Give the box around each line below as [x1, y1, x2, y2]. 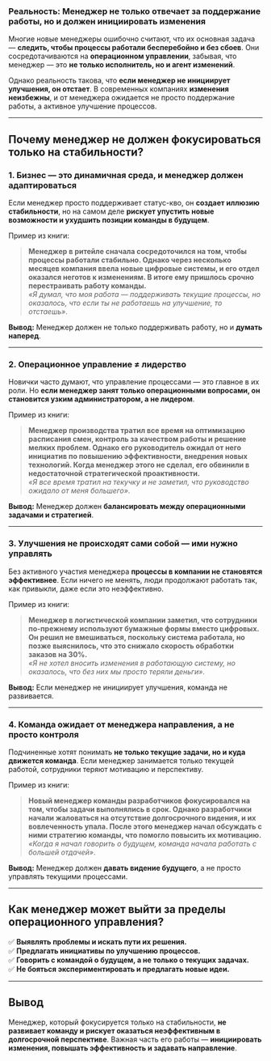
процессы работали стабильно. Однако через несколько [27, 255, 231, 265]
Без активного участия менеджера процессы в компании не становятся [8, 567, 263, 576]
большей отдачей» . [27, 847, 96, 857]
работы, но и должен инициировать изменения [8, 15, 206, 27]
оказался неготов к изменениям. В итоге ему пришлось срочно [27, 272, 254, 282]
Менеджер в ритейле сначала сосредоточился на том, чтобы [27, 246, 248, 256]
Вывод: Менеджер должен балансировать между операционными [8, 502, 246, 511]
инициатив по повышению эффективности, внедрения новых [27, 452, 248, 461]
